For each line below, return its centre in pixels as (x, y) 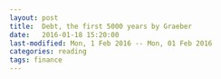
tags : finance (36, 60)
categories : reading (48, 52)
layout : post (34, 18)
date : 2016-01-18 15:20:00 (64, 35)
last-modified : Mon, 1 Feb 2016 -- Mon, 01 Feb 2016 (111, 43)
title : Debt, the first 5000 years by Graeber (101, 26)
